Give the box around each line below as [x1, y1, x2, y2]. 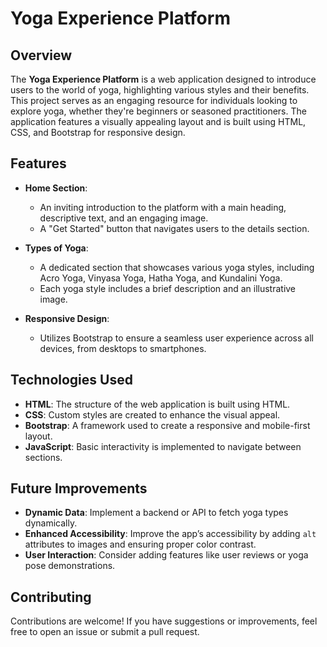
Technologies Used [10, 372, 133, 389]
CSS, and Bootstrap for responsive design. [10, 127, 186, 138]
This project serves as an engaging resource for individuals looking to [10, 95, 298, 106]
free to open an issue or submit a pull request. [10, 626, 200, 638]
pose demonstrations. [24, 560, 116, 572]
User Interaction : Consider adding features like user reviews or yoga [24, 549, 309, 561]
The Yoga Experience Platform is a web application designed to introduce [10, 73, 317, 85]
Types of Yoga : [24, 242, 89, 254]
